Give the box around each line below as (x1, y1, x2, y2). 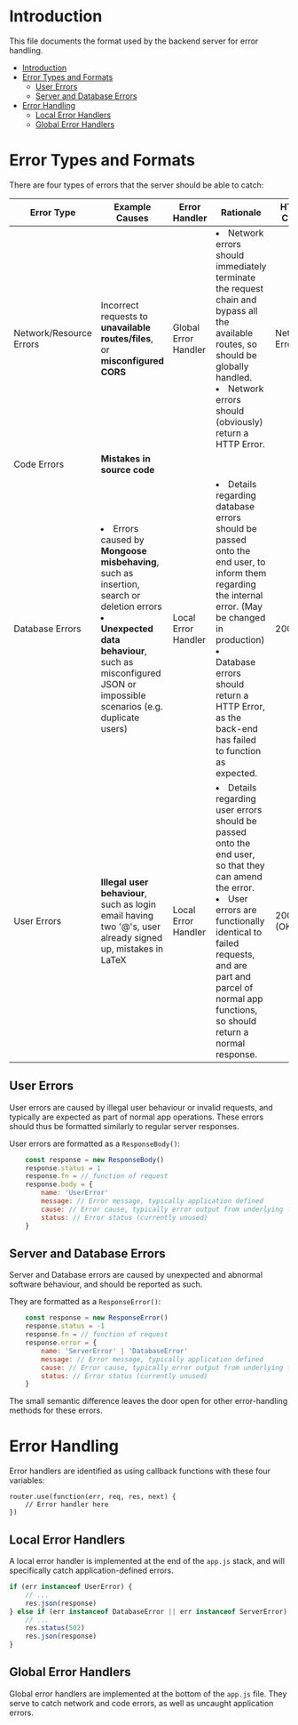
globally (216, 360, 249, 373)
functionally (216, 914, 265, 927)
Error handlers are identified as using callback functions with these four (9, 1465, 271, 1477)
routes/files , (100, 332, 153, 344)
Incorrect (100, 299, 139, 311)
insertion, (100, 578, 140, 590)
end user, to (216, 556, 266, 568)
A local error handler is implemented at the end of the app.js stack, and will (9, 1556, 286, 1566)
